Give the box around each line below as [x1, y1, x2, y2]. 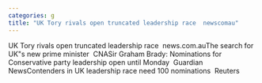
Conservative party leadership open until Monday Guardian [8, 57, 203, 67]
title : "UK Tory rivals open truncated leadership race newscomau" [8, 19, 239, 27]
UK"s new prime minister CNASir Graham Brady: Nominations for [8, 49, 222, 58]
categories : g [8, 11, 55, 20]
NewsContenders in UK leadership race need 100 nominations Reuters [8, 66, 240, 75]
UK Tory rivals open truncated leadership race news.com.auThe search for [8, 40, 254, 50]
